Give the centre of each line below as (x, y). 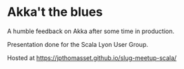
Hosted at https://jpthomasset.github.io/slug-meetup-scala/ (92, 58)
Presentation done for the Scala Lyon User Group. (78, 44)
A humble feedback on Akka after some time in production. (91, 31)
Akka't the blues (55, 12)
